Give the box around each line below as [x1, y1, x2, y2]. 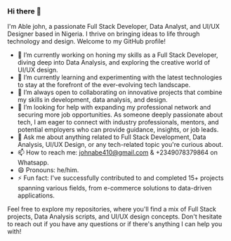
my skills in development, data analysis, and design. [17, 96, 169, 104]
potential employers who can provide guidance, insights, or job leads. [17, 126, 219, 134]
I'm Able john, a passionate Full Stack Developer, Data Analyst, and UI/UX [7, 22, 220, 31]
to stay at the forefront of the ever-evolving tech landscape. [17, 81, 191, 89]
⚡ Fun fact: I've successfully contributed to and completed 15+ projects [17, 174, 224, 182]
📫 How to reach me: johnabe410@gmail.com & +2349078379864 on [17, 148, 218, 157]
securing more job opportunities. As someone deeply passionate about [17, 110, 223, 119]
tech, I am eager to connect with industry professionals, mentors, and [17, 118, 219, 126]
